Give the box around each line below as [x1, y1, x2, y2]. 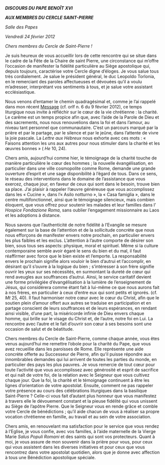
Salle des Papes [5, 24, 38, 30]
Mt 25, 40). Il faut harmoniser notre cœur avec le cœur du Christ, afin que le [5, 295, 160, 301]
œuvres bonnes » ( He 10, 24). [5, 146, 67, 151]
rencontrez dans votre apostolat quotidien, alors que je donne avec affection [5, 449, 160, 455]
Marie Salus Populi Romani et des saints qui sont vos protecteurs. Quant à [5, 434, 155, 439]
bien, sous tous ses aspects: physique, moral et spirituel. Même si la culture [5, 243, 159, 248]
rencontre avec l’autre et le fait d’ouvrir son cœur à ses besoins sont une [5, 321, 152, 327]
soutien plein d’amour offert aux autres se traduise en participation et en [5, 300, 151, 306]
